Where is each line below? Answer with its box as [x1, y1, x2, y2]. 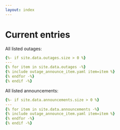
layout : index [5, 7, 35, 13]
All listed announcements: [5, 87, 58, 93]
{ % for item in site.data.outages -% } [5, 65, 86, 70]
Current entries [5, 29, 70, 40]
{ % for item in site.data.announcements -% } [5, 106, 99, 112]
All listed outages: [5, 46, 42, 52]
